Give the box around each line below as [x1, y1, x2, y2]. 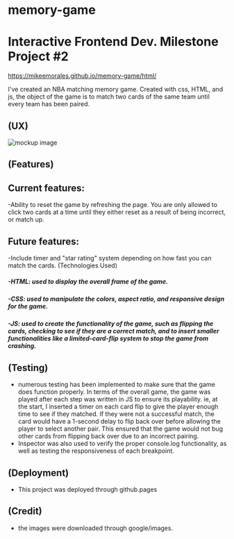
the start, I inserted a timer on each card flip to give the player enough [17, 402, 219, 411]
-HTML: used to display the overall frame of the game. [8, 277, 169, 285]
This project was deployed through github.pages [17, 485, 158, 493]
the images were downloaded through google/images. [17, 524, 173, 532]
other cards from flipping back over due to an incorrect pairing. [17, 432, 199, 440]
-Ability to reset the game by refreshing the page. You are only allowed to [8, 201, 218, 209]
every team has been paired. [8, 100, 90, 108]
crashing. [8, 342, 37, 350]
